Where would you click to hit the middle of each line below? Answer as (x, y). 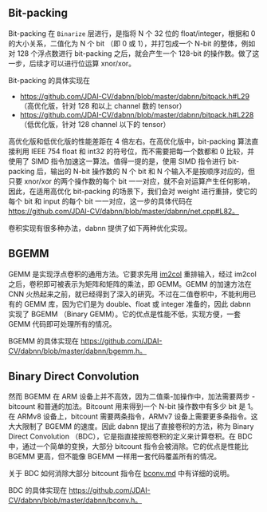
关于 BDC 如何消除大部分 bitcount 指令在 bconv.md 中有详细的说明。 (121, 474)
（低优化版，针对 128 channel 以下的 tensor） (95, 124)
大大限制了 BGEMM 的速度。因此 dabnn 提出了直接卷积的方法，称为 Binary (131, 427)
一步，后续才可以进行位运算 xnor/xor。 (72, 63)
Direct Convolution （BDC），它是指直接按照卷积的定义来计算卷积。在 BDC (131, 437)
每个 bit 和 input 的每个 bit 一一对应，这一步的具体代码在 (100, 201)
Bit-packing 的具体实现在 (49, 80)
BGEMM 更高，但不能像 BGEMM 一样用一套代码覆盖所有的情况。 (115, 456)
